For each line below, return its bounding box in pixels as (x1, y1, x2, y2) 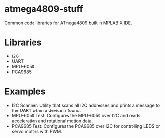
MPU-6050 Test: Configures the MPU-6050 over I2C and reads (11, 112, 141, 118)
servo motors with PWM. (11, 128, 62, 134)
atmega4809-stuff (4, 3, 83, 15)
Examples (4, 86, 46, 97)
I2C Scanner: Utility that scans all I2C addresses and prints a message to (11, 102, 160, 108)
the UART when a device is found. (11, 107, 81, 113)
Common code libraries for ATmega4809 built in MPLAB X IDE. (4, 20, 132, 26)
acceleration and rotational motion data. (11, 118, 93, 124)
